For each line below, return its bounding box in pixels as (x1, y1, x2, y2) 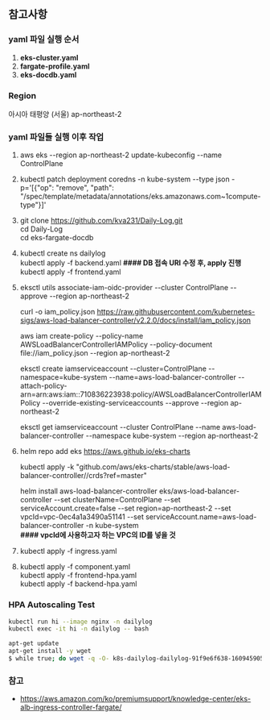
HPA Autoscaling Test (8, 599, 96, 610)
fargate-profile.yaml (19, 61, 90, 71)
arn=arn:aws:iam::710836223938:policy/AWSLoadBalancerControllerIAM (19, 389, 263, 399)
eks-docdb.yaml (19, 69, 77, 79)
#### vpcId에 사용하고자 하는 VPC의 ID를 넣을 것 (19, 531, 176, 540)
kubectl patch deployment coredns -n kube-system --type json (19, 174, 231, 184)
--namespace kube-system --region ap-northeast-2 (85, 431, 259, 441)
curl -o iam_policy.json (19, 307, 96, 317)
